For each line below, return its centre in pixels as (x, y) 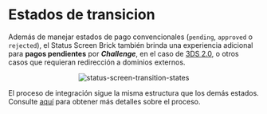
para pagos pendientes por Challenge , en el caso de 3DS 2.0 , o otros (124, 53)
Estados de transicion (82, 15)
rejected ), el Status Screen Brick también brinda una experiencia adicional (131, 45)
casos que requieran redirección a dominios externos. (97, 62)
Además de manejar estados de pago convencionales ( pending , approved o (131, 37)
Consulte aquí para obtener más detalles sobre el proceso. (104, 101)
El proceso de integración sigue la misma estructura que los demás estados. (133, 92)
